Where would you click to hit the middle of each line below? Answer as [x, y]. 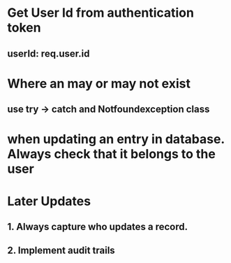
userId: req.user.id [49, 54]
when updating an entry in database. [116, 140]
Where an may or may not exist [99, 84]
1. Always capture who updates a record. [98, 226]
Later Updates [49, 201]
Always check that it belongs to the [112, 154]
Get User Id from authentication [100, 13]
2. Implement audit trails [61, 251]
